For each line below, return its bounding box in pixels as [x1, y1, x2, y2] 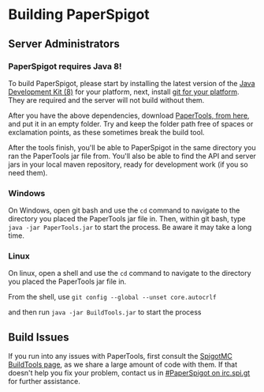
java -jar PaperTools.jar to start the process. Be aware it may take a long [8, 223, 252, 232]
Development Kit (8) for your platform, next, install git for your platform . [8, 87, 240, 96]
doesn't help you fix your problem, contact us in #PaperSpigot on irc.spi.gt [8, 368, 251, 378]
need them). [8, 168, 48, 177]
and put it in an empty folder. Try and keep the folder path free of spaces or [8, 119, 254, 128]
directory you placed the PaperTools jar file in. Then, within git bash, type [8, 214, 246, 224]
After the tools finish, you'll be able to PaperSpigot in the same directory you [8, 142, 256, 152]
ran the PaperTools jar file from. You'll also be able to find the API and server [8, 151, 256, 160]
